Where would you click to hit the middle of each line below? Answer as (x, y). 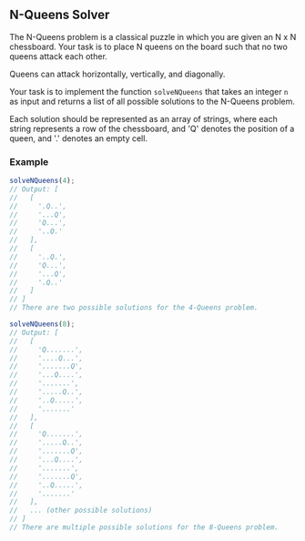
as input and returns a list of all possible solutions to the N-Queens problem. (152, 101)
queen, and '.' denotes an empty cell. (79, 138)
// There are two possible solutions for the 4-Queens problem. (134, 308)
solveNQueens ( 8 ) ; (42, 324)
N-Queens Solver (60, 15)
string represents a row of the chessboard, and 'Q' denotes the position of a (152, 128)
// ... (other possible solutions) (81, 510)
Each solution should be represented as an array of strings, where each (143, 118)
